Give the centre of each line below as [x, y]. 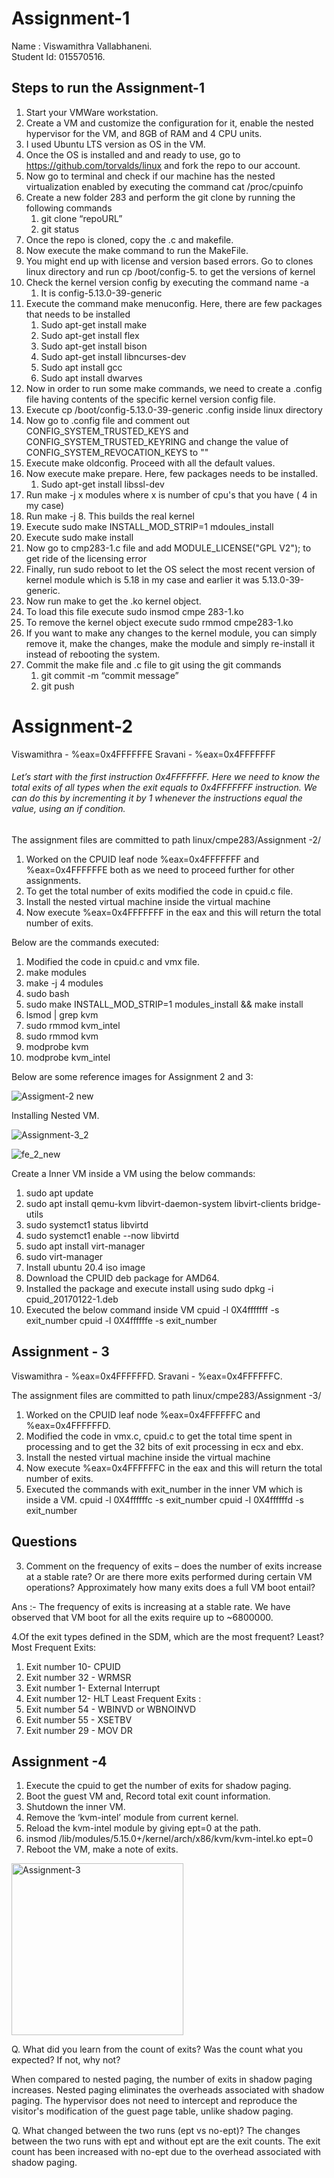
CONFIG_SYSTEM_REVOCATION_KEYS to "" [117, 452]
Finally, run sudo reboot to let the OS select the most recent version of [170, 569]
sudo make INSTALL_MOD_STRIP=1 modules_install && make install [164, 1004]
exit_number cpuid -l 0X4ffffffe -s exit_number [121, 1320]
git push [57, 686]
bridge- [306, 1203]
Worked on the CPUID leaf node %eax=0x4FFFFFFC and [143, 1414]
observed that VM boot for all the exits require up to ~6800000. [142, 1617]
